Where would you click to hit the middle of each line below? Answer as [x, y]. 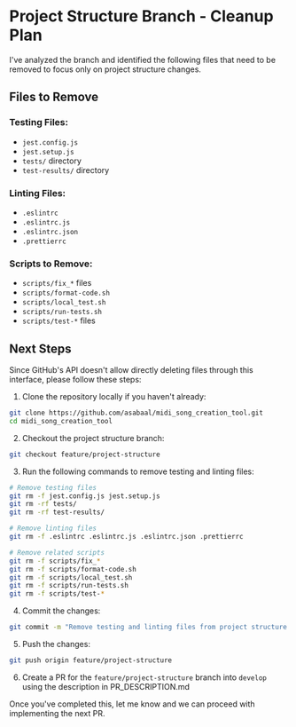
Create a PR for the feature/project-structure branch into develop [144, 677]
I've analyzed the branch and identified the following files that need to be [143, 59]
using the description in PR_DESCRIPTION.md [106, 686]
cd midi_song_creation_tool [61, 421]
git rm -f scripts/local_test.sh [71, 577]
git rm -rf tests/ [43, 504]
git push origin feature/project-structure [91, 660]
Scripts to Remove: [51, 264]
